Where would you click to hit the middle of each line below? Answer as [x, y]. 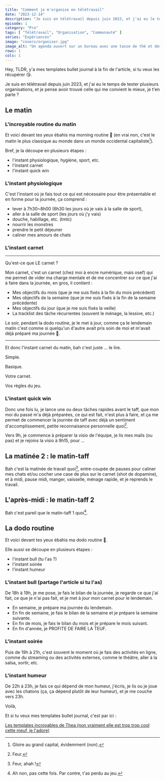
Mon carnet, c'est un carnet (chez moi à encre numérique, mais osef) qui [79, 273]
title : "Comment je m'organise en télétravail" [55, 10]
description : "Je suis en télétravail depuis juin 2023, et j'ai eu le [80, 19]
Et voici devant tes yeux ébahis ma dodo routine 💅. [56, 540]
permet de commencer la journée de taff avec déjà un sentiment [70, 420]
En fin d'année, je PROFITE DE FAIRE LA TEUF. [59, 629]
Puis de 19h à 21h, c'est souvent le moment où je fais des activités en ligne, [81, 652]
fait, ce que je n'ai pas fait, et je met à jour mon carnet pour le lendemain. [79, 598]
